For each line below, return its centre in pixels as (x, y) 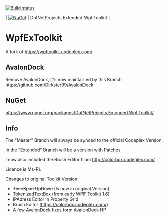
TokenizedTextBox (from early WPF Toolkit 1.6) (61, 194)
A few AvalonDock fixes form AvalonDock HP (59, 210)
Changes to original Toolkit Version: (42, 179)
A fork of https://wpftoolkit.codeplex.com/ (49, 51)
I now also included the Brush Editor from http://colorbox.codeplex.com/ (80, 160)
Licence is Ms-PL (23, 169)
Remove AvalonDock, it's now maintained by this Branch (64, 79)
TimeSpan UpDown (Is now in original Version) (61, 189)
